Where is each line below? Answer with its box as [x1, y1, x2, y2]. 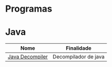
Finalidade [66, 45, 92, 52]
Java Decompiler [8, 53, 48, 60]
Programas [5, 3, 52, 15]
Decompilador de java [52, 53, 105, 60]
